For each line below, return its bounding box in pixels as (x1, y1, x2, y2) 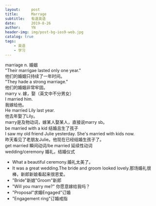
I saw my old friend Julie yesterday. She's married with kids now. (5, 131, 135, 136)
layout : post (5, 7, 40, 12)
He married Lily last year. (5, 107, 55, 113)
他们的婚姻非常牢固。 (5, 84, 48, 90)
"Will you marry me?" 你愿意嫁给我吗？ (12, 183, 90, 189)
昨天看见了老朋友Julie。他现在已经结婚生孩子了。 (5, 136, 104, 142)
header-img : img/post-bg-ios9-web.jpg (5, 30, 84, 35)
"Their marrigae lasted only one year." (5, 67, 81, 73)
